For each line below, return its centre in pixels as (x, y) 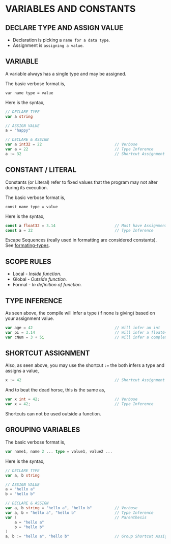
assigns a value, (22, 371)
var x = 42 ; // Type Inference (79, 404)
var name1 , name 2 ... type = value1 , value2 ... (59, 451)
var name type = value (29, 93)
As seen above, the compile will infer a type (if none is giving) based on (80, 313)
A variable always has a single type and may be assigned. (66, 73)
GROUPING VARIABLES (43, 430)
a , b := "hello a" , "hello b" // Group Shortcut (79, 536)
